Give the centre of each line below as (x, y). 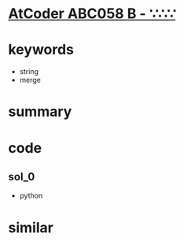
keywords (41, 50)
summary (40, 112)
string (29, 72)
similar (31, 227)
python (31, 196)
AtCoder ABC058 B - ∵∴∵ (92, 14)
